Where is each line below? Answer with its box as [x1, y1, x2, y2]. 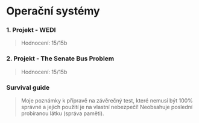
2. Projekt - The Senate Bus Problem [6, 54, 115, 63]
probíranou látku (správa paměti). [21, 110, 104, 117]
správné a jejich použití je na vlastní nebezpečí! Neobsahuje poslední [21, 104, 193, 111]
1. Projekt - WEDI [6, 26, 56, 34]
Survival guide [6, 83, 50, 92]
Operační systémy [6, 4, 101, 18]
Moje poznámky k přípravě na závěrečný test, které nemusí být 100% [21, 97, 193, 104]
